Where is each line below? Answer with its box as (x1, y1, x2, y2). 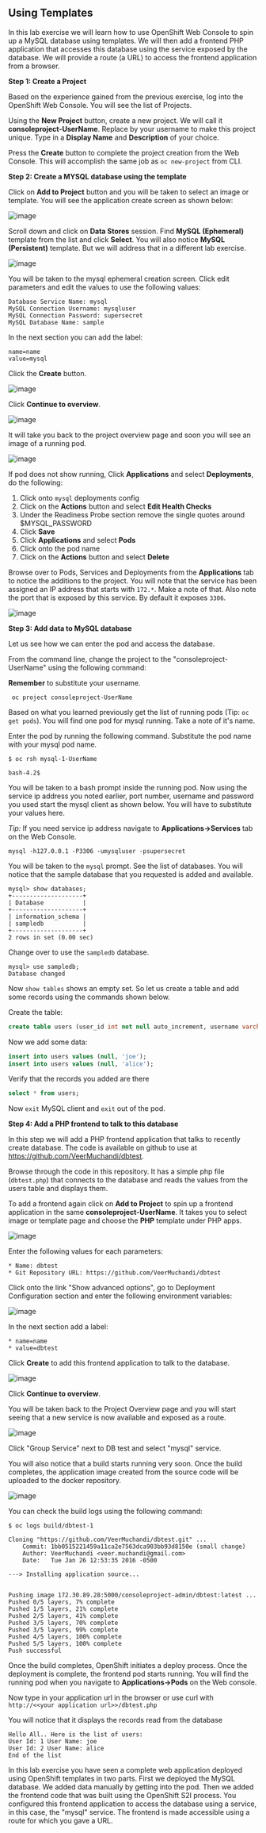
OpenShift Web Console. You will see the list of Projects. (8, 100, 192, 110)
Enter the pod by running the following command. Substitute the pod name (8, 731, 252, 740)
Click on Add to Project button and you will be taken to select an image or (8, 186, 249, 197)
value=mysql (8, 355, 47, 363)
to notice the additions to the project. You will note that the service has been (8, 575, 257, 586)
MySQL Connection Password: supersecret (8, 311, 144, 320)
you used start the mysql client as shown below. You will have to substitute (8, 799, 252, 809)
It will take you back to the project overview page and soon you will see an (8, 430, 251, 440)
